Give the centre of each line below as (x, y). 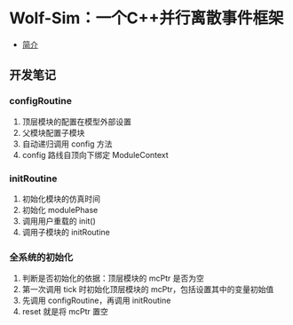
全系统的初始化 (41, 257)
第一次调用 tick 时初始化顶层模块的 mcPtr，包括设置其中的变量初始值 (148, 289)
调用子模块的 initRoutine (66, 232)
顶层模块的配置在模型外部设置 (76, 122)
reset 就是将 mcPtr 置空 (65, 312)
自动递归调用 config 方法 (67, 144)
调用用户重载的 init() (59, 221)
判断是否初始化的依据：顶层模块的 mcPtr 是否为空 (113, 278)
